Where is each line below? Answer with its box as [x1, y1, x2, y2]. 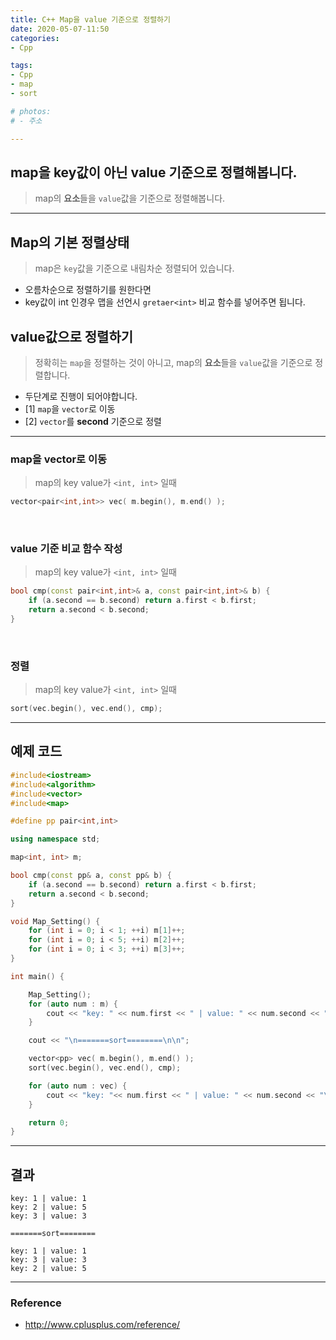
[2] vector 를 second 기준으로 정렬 [24, 415, 162, 427]
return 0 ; [28, 1117, 70, 1128]
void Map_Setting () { [10, 916, 101, 926]
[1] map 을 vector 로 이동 [24, 402, 116, 415]
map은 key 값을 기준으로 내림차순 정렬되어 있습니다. [34, 262, 235, 275]
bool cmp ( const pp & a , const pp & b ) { [10, 871, 172, 881]
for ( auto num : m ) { [28, 999, 118, 1009]
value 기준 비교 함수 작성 [10, 542, 123, 556]
